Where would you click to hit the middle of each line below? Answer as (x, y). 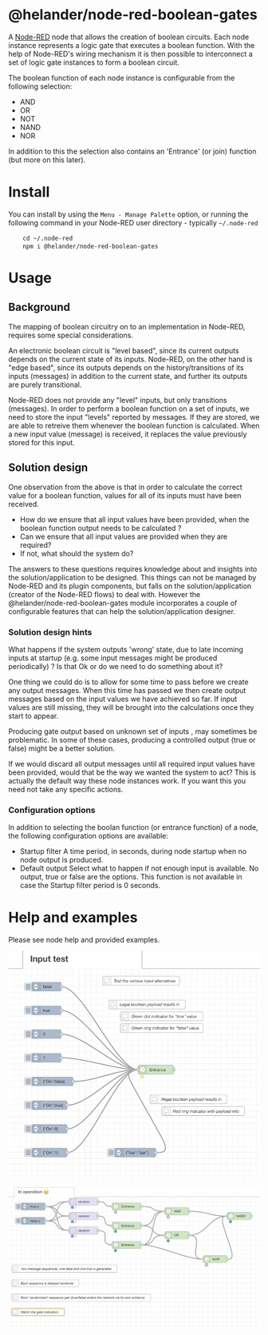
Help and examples (73, 918)
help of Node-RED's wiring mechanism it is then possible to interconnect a (130, 54)
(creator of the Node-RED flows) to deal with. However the (104, 594)
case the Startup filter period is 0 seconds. (90, 886)
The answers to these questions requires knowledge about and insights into (133, 568)
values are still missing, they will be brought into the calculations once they (131, 707)
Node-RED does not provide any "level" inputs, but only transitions (118, 400)
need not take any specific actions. (66, 789)
